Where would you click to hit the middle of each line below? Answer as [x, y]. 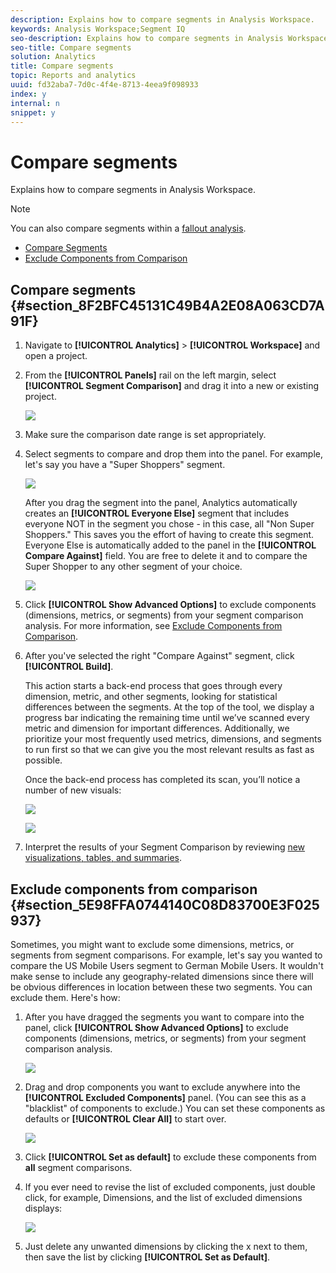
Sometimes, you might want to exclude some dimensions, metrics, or [152, 944]
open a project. [56, 356]
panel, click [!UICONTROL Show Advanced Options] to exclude [156, 1027]
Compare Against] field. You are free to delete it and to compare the [166, 556]
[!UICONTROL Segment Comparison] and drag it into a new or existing [172, 386]
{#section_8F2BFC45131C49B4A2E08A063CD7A [167, 305]
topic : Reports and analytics [73, 76]
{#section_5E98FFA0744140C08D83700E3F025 [165, 904]
